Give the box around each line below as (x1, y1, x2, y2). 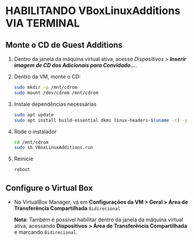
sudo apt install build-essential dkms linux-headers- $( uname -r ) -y (13, 117, 188, 123)
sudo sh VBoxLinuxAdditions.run (13, 145, 93, 151)
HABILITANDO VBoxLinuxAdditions (5, 4, 181, 18)
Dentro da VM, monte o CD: (13, 73, 81, 80)
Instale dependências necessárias (13, 100, 97, 107)
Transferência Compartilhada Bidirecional (13, 204, 121, 212)
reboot (13, 167, 30, 173)
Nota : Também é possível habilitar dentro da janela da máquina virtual (13, 216, 183, 223)
